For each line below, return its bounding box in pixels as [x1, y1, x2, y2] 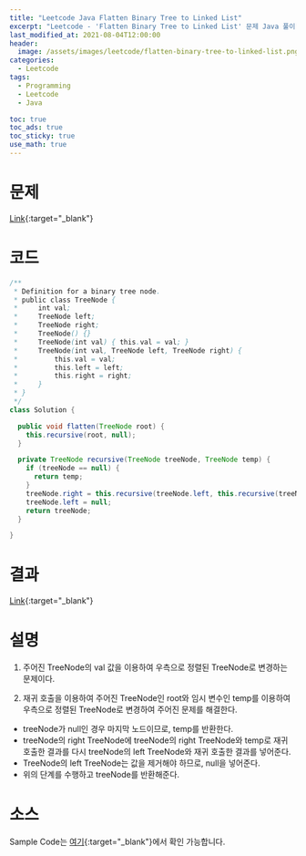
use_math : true [9, 140, 67, 150]
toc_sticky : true [9, 131, 76, 141]
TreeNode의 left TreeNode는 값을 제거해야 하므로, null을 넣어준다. [22, 758, 261, 768]
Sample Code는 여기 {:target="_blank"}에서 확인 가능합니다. [9, 836, 226, 848]
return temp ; [33, 472, 84, 481]
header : [9, 38, 39, 48]
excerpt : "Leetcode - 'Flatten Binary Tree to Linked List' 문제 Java [9, 22, 280, 31]
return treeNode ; [25, 506, 92, 515]
